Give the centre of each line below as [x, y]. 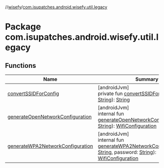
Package [23, 27]
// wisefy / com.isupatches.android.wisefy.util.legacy [56, 7]
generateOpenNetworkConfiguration [50, 117]
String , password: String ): [127, 152]
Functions [21, 65]
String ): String [114, 100]
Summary [147, 79]
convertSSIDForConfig [33, 94]
